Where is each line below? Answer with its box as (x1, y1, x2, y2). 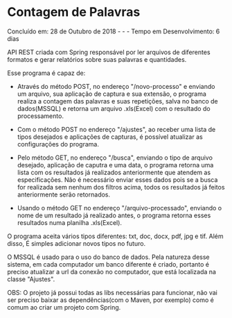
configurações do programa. (17, 140, 99, 148)
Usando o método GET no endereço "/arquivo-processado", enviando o (17, 203, 222, 212)
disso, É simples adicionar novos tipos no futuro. (7, 239, 146, 247)
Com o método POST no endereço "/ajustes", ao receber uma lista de (17, 125, 216, 133)
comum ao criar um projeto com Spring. (7, 303, 121, 311)
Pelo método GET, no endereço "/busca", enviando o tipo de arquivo (17, 153, 213, 162)
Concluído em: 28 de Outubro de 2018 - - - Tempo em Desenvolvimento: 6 (7, 27, 220, 35)
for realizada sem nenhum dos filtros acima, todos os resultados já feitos (17, 183, 225, 191)
